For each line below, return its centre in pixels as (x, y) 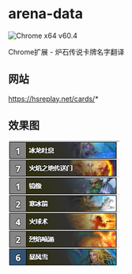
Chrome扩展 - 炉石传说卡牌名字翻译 (66, 51)
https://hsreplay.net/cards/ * (53, 99)
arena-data (45, 14)
